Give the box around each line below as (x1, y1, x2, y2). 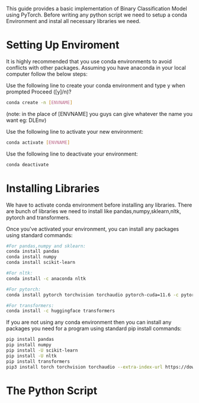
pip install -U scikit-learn (6, 347, 78, 353)
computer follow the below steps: (6, 70, 88, 78)
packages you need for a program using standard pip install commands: (6, 325, 182, 332)
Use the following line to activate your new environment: (6, 128, 144, 135)
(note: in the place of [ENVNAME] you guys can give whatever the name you (6, 110, 193, 117)
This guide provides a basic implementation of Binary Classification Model (6, 5, 188, 12)
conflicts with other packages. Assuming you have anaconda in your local (6, 64, 187, 71)
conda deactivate (6, 162, 49, 167)
